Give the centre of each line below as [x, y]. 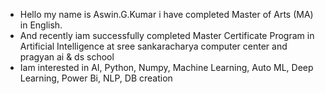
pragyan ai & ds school [67, 57]
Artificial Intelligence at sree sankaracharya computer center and [153, 46]
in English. [41, 25]
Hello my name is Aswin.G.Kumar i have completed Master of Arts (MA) [166, 14]
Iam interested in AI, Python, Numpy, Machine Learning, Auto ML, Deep [166, 67]
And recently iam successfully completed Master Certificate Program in [167, 35]
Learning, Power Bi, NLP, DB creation [96, 78]
